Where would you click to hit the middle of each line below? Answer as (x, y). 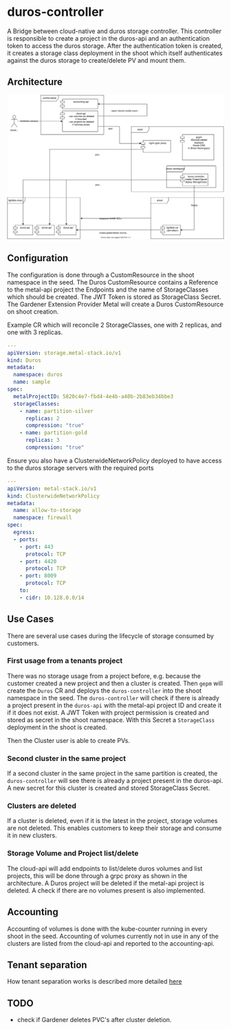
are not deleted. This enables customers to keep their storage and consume (114, 828)
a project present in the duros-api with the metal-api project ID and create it (114, 705)
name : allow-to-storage (47, 511)
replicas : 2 (42, 418)
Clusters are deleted (42, 806)
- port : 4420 (38, 561)
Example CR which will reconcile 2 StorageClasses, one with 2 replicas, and (114, 325)
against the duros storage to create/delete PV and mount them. (97, 60)
